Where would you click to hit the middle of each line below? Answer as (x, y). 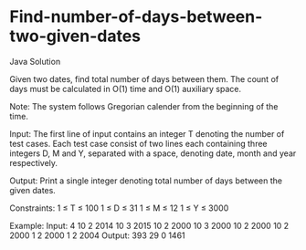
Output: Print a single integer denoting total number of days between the (146, 181)
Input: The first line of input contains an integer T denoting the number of (147, 133)
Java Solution (35, 61)
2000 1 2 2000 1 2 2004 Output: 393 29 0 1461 (97, 235)
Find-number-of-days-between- (136, 17)
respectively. (33, 162)
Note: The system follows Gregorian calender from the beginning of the (144, 106)
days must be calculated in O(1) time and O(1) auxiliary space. (126, 89)
